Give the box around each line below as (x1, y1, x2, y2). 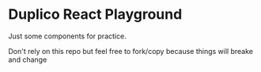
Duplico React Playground (8, 5, 183, 23)
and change (8, 55, 47, 64)
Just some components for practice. (8, 31, 127, 41)
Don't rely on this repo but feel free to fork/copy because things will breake (8, 46, 253, 56)
